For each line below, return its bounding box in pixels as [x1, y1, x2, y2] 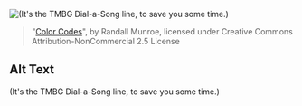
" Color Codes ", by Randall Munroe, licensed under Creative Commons [31, 26, 294, 36]
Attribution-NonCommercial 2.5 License [31, 36, 181, 46]
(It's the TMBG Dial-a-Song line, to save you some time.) [9, 86, 220, 97]
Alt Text [9, 62, 54, 77]
